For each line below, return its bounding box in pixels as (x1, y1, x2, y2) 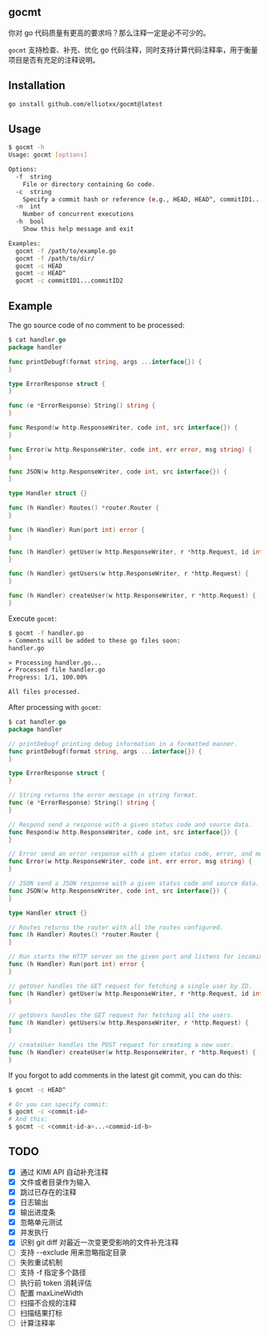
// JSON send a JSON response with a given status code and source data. (8, 879, 260, 887)
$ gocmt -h (8, 144, 45, 152)
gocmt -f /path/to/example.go (15, 247, 116, 255)
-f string (15, 172, 52, 181)
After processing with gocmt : (8, 703, 102, 712)
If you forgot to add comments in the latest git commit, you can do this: (8, 1070, 243, 1080)
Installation (8, 79, 66, 92)
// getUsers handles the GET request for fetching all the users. (8, 1012, 235, 1020)
